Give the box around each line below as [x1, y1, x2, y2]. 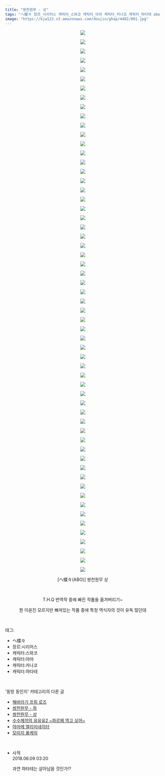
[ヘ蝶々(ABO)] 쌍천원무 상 [57, 577, 108, 582]
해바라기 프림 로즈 [12, 699, 47, 705]
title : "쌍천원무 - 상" [5, 7, 49, 12]
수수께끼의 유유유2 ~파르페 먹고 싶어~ [12, 718, 85, 724]
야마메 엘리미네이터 [12, 724, 50, 730]
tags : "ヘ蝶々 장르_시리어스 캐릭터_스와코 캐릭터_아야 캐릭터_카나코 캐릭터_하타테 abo [5, 12, 161, 17]
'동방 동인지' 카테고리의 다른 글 [5, 689, 65, 695]
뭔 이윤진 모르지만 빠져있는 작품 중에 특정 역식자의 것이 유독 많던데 [19, 607, 147, 613]
